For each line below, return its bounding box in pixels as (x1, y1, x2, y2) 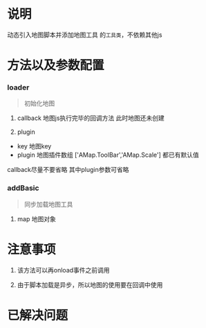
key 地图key (17, 142, 52, 150)
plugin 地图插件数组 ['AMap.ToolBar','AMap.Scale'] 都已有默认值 (17, 150, 199, 159)
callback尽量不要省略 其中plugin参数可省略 (7, 166, 129, 174)
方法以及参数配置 (7, 58, 105, 74)
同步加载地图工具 (24, 200, 73, 208)
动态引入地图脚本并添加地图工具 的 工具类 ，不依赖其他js (7, 31, 162, 39)
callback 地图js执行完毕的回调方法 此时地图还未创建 (17, 114, 165, 122)
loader (7, 83, 30, 92)
